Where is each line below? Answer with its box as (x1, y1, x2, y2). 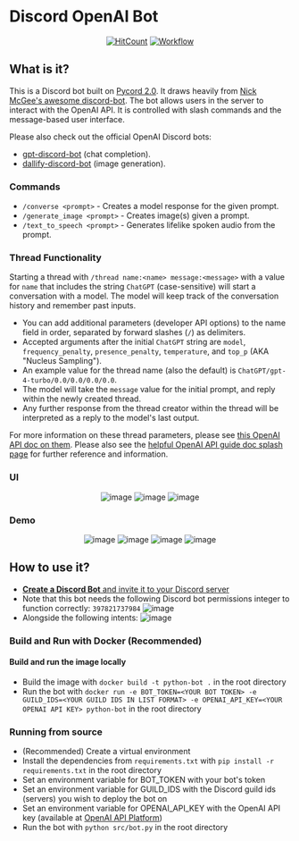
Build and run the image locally (9, 657, 127, 668)
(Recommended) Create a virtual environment (21, 746, 191, 757)
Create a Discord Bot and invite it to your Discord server (21, 584, 230, 594)
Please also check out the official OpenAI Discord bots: (9, 131, 212, 142)
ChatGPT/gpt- (237, 366, 287, 376)
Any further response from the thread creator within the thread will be (21, 403, 279, 414)
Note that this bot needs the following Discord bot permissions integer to (21, 593, 290, 604)
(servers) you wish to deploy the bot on (21, 794, 168, 804)
